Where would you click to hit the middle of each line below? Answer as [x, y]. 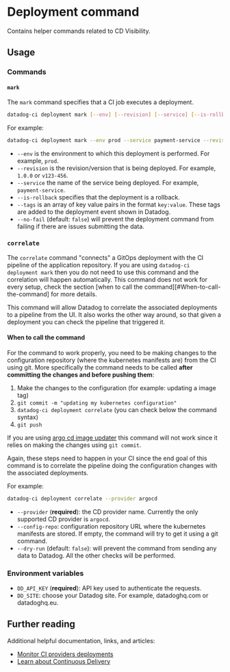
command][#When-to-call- [182, 287]
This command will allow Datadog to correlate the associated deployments [112, 307]
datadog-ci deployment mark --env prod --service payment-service [104, 141]
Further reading [41, 624]
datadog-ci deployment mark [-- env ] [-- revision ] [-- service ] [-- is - [108, 115]
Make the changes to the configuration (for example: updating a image [117, 387]
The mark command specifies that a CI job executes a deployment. [100, 102]
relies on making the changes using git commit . [74, 445]
